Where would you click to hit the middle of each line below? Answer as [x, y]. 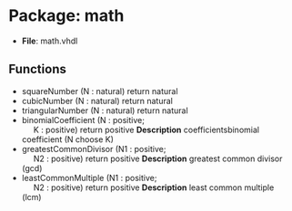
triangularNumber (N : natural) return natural [105, 110]
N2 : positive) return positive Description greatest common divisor [158, 158]
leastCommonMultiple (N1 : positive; [89, 177]
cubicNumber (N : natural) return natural [97, 101]
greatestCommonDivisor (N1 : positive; [94, 149]
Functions [38, 69]
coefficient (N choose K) [68, 139]
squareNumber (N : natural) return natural [100, 91]
